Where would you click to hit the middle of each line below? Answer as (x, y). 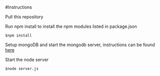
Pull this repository (24, 17)
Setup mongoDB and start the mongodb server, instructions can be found (80, 45)
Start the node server (27, 60)
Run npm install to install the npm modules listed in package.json (71, 26)
